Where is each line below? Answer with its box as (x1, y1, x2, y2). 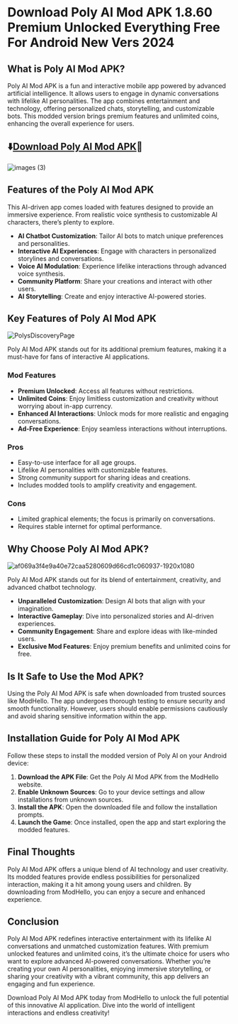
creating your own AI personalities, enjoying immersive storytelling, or (7, 964, 211, 974)
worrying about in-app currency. (17, 401, 113, 410)
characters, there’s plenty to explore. (7, 217, 115, 226)
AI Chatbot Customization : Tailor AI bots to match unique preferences (17, 232, 224, 240)
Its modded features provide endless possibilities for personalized (7, 872, 200, 881)
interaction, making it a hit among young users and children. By (7, 880, 192, 888)
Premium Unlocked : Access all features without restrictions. (17, 387, 194, 395)
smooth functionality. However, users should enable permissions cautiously (7, 704, 228, 713)
